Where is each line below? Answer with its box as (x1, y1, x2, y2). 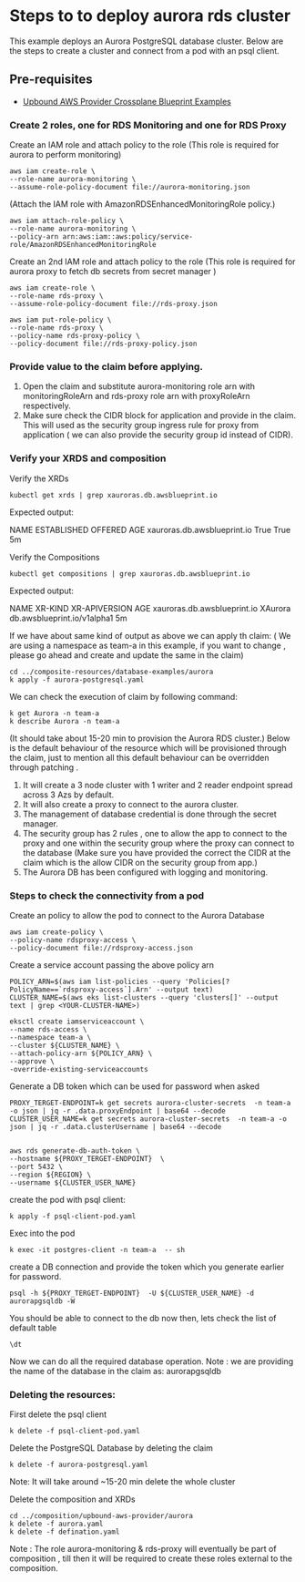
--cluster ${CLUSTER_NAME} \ (9, 1041, 120, 1050)
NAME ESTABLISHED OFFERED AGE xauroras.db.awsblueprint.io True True (9, 524, 291, 535)
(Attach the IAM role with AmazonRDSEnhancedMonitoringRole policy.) (9, 199, 276, 210)
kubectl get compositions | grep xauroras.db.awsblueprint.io (9, 569, 250, 579)
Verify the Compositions (9, 551, 100, 562)
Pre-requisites (9, 72, 93, 87)
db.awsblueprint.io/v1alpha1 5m (9, 612, 127, 623)
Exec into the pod (9, 1228, 76, 1238)
